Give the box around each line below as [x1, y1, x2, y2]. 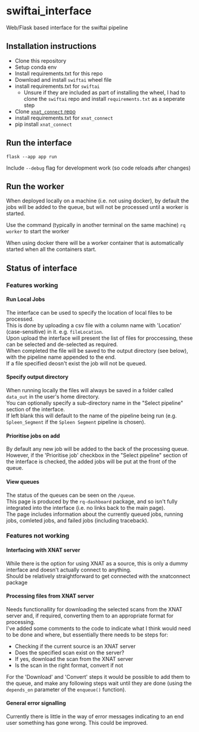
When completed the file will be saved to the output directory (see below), [6, 347, 189, 354]
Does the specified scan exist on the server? [14, 649, 125, 656]
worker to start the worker [6, 228, 70, 235]
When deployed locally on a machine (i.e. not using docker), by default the [6, 197, 189, 204]
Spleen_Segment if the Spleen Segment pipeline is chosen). [6, 419, 146, 426]
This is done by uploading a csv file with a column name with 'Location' [6, 321, 182, 329]
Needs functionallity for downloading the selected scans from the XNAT [6, 605, 183, 613]
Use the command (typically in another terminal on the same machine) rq [6, 222, 186, 229]
